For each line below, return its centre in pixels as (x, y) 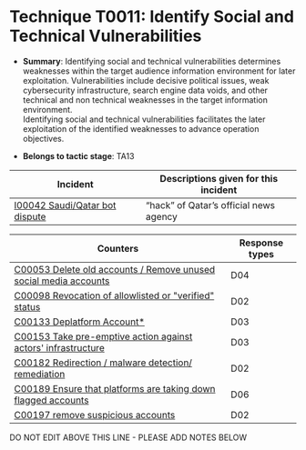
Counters (118, 248)
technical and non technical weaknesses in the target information (145, 100)
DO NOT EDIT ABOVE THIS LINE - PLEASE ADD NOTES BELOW (128, 437)
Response (261, 243)
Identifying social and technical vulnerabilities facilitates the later (144, 119)
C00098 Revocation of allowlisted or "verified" (114, 295)
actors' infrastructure (59, 347)
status (27, 306)
